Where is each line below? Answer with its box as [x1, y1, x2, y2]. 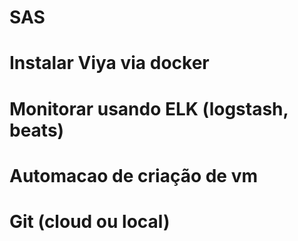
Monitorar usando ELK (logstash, [9, 97, 289, 120]
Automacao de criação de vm [9, 164, 259, 187]
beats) [9, 119, 65, 141]
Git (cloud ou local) [9, 210, 171, 233]
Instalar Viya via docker [9, 52, 210, 75]
